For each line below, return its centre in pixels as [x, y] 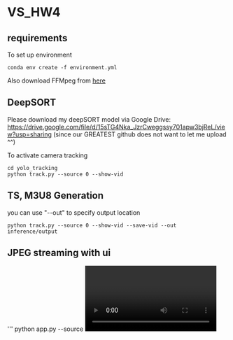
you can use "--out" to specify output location [74, 212]
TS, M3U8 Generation [55, 196]
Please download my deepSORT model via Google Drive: [89, 119]
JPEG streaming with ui [59, 253]
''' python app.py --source [45, 329]
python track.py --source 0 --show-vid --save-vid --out [92, 225]
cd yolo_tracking [33, 168]
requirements [37, 38]
